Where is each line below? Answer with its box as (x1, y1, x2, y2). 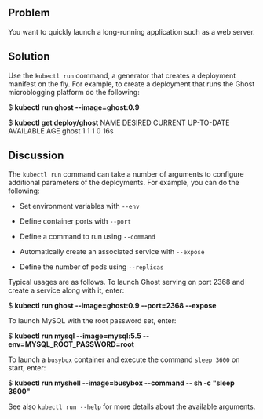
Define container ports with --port (19, 217, 132, 226)
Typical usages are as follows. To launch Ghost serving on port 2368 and (8, 278, 245, 287)
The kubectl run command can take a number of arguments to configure (8, 169, 245, 179)
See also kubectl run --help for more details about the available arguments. (8, 402, 256, 411)
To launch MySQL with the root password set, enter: (8, 316, 177, 326)
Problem (8, 6, 51, 20)
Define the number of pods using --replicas (19, 262, 164, 271)
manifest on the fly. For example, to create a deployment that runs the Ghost (8, 78, 255, 89)
